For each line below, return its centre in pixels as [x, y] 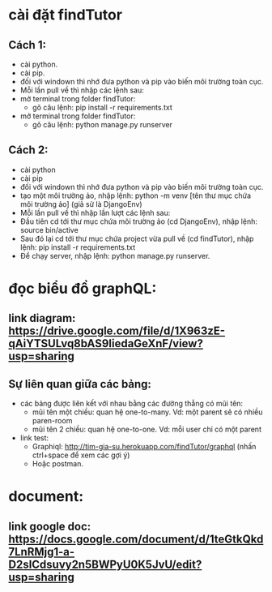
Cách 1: [28, 45]
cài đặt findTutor [66, 15]
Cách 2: [28, 150]
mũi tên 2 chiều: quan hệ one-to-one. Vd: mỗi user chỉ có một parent [147, 429]
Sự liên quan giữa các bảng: [80, 384]
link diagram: [42, 318]
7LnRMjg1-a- [42, 552]
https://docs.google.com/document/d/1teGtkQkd [136, 539]
